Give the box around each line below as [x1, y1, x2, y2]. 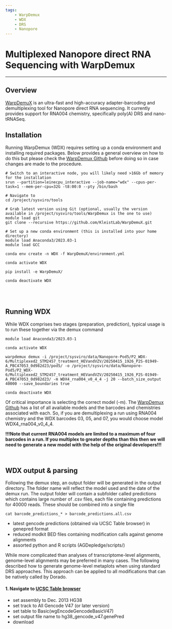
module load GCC [5, 242, 40, 247]
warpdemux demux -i [5, 354, 47, 359]
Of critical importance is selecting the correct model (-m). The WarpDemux [5, 399, 164, 405]
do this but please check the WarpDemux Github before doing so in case [5, 155, 159, 161]
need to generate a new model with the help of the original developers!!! [5, 441, 162, 448]
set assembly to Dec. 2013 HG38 [12, 597, 82, 603]
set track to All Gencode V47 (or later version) [12, 602, 110, 609]
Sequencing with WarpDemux [5, 59, 135, 71]
